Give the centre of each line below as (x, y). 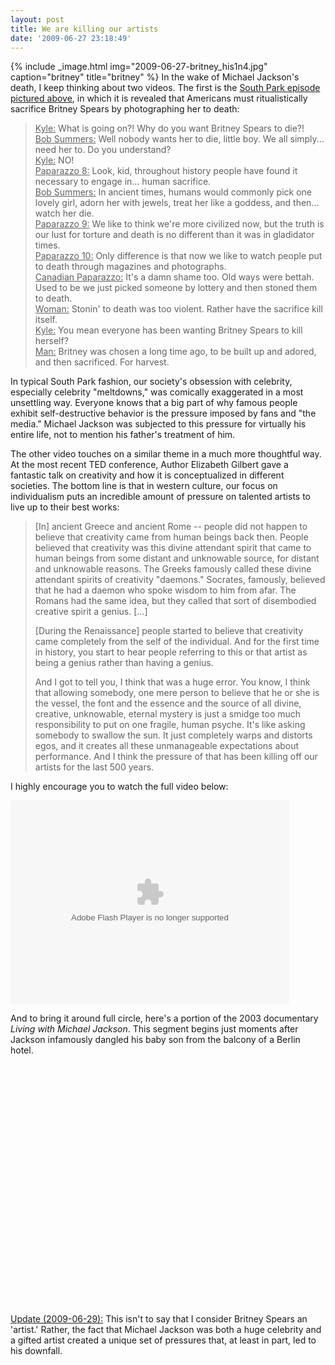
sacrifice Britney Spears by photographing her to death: (125, 109)
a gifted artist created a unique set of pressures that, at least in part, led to (163, 1340)
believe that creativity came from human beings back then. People (171, 537)
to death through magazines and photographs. (130, 267)
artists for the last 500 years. (94, 767)
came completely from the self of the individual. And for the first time (177, 642)
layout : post (37, 19)
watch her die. (64, 213)
